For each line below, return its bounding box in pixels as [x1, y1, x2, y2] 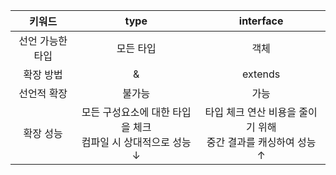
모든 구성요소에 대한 [81, 105, 170, 119]
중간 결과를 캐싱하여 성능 [206, 135, 317, 149]
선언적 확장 [18, 87, 68, 100]
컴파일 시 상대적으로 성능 [81, 135, 192, 149]
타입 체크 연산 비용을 [204, 105, 297, 119]
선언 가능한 [18, 34, 68, 48]
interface [238, 14, 284, 28]
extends [242, 67, 281, 81]
